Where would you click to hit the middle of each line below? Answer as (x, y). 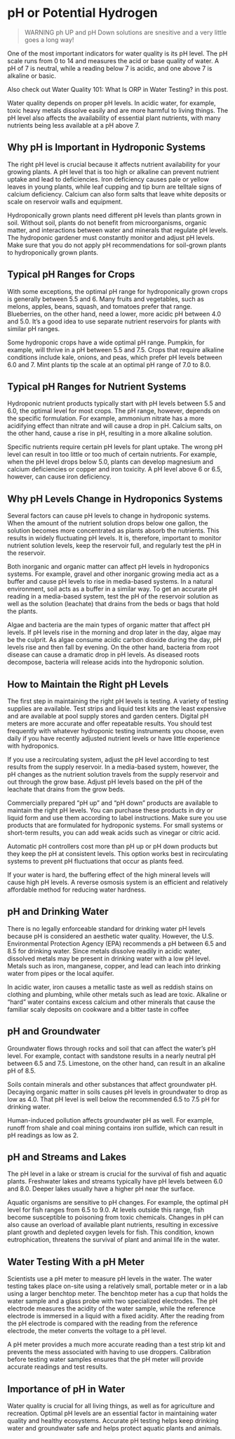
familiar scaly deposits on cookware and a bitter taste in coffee (98, 1009)
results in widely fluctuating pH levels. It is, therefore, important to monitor (115, 538)
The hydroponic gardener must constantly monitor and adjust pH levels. (111, 237)
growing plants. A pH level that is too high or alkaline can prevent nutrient (113, 172)
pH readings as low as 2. (43, 1135)
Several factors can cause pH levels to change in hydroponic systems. (109, 516)
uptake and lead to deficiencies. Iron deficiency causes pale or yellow (108, 179)
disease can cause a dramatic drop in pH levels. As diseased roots (103, 655)
